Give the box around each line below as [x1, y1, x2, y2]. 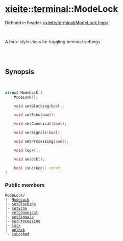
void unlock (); [14, 157, 45, 161]
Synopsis [5, 68, 34, 76]
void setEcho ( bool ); [14, 112, 56, 117]
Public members [5, 182, 45, 188]
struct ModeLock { [5, 90, 43, 95]
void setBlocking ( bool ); [14, 104, 65, 108]
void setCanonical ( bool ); [14, 121, 67, 126]
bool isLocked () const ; [14, 165, 63, 170]
